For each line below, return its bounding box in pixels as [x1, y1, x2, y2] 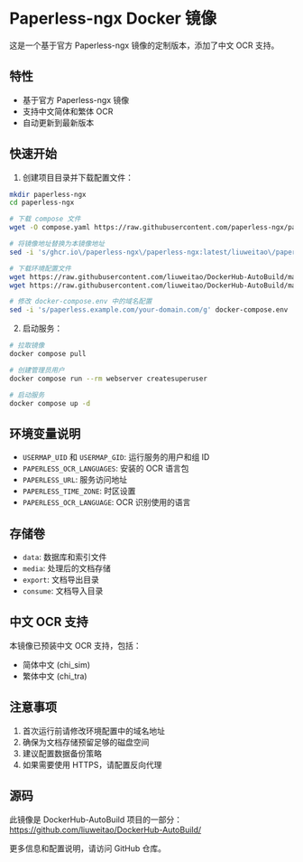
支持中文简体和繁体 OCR [22, 106, 114, 117]
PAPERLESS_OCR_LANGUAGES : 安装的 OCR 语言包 [22, 463, 189, 474]
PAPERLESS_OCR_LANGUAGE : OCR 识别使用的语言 [22, 497, 191, 508]
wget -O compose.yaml [9, 223, 91, 232]
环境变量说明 [9, 426, 81, 441]
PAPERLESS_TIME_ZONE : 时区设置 [22, 485, 136, 497]
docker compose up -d [9, 398, 91, 408]
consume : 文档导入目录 [22, 586, 104, 596]
